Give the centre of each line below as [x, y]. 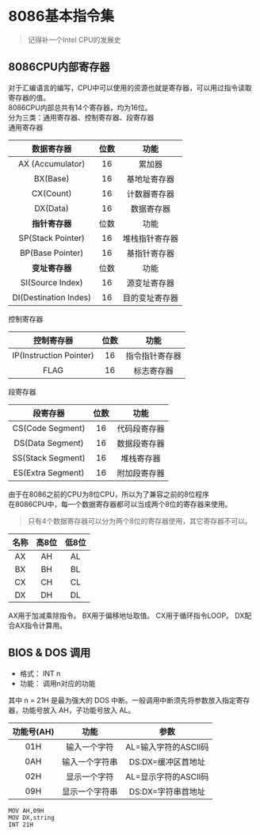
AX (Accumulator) [52, 163]
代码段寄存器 [141, 429]
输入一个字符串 [90, 761]
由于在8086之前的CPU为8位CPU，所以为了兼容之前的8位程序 [109, 494]
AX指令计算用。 [41, 625]
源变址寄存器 [151, 283]
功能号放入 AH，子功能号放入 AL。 [78, 710]
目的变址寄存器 [151, 298]
